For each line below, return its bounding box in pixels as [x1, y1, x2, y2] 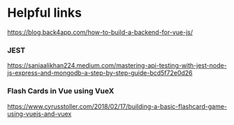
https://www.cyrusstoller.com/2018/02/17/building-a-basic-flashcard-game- [7, 102, 228, 110]
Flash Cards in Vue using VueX [7, 86, 115, 96]
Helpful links [7, 5, 82, 21]
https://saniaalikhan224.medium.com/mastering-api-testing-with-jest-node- [7, 61, 227, 70]
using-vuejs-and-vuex [7, 110, 72, 118]
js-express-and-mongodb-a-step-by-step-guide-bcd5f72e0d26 [7, 68, 193, 78]
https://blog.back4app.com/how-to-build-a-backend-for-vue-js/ [7, 28, 193, 36]
